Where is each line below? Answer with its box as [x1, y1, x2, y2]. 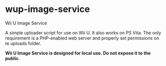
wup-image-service [5, 3, 90, 15]
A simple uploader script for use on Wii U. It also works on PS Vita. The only [5, 29, 161, 35]
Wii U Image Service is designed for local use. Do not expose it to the [5, 50, 151, 56]
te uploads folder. [5, 40, 41, 46]
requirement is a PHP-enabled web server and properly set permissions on [5, 35, 159, 41]
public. [5, 55, 20, 61]
